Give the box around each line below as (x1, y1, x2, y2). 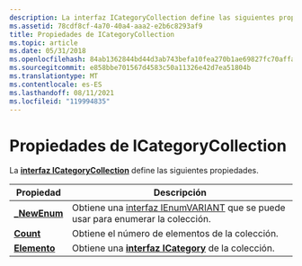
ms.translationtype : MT (9, 72, 99, 81)
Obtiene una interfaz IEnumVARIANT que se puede (71, 201, 286, 214)
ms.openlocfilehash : (9, 55, 87, 64)
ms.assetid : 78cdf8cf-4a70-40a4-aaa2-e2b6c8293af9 (9, 22, 203, 31)
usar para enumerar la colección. (71, 213, 211, 226)
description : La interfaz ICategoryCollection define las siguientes (9, 13, 276, 22)
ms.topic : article (9, 38, 78, 48)
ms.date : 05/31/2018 (9, 47, 87, 56)
